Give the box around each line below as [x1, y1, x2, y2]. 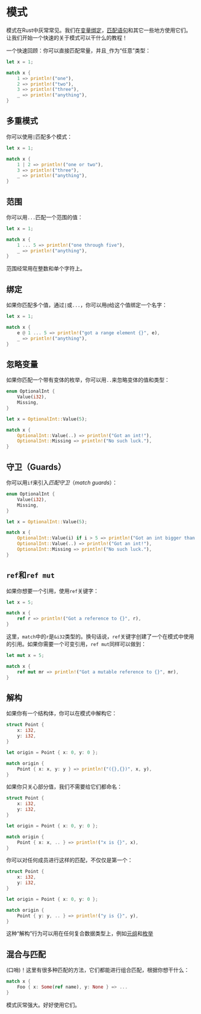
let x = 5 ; [6, 599, 34, 605]
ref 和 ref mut [6, 570, 55, 580]
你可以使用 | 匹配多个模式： [6, 133, 73, 140]
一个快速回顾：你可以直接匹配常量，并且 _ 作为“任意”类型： [6, 46, 151, 54]
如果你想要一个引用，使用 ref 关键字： [6, 587, 99, 594]
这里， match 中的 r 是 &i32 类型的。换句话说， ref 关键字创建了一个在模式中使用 [6, 633, 194, 640]
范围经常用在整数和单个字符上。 [6, 265, 85, 272]
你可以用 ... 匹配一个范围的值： [6, 213, 83, 220]
